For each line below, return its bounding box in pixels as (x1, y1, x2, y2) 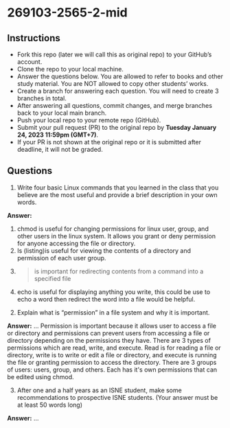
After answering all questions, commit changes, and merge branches (16, 102, 213, 109)
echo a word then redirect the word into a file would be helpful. (16, 295, 196, 303)
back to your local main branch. (16, 109, 107, 117)
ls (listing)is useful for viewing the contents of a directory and (16, 246, 191, 255)
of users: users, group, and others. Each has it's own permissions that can (7, 365, 218, 374)
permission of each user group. (16, 254, 106, 262)
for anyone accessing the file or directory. (16, 239, 136, 247)
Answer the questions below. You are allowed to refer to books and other (16, 72, 223, 80)
